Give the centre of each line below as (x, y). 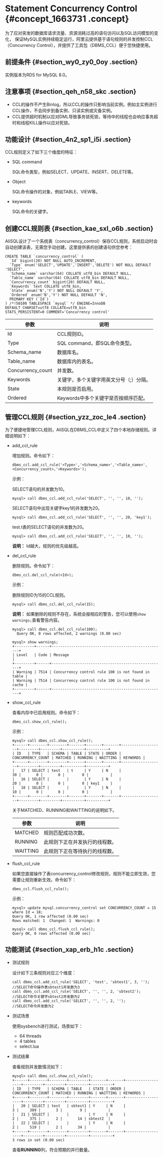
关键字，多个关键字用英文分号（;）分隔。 (104, 380)
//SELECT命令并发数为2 (33, 1006)
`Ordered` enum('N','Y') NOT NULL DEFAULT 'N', (59, 295)
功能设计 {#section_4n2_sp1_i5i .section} (68, 139)
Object (19, 182)
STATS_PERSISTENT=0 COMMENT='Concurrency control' (57, 312)
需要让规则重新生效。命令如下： (44, 880)
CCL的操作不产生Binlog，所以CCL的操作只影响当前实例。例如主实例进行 (84, 104)
